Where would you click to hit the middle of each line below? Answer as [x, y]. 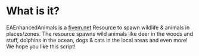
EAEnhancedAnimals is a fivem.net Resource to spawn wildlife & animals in [98, 27]
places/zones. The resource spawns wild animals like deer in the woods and [100, 33]
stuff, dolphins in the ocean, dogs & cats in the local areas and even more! [97, 40]
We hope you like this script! [41, 46]
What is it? [33, 11]
